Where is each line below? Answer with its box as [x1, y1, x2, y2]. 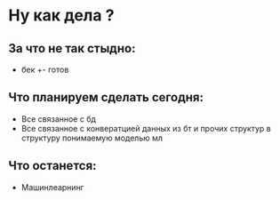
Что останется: [8, 158, 97, 173]
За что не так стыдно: [8, 41, 136, 56]
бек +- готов [20, 64, 69, 75]
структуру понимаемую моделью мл [20, 132, 164, 143]
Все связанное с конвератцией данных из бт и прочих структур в [20, 123, 272, 133]
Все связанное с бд [20, 113, 97, 124]
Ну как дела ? [8, 5, 115, 26]
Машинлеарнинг [20, 181, 84, 192]
